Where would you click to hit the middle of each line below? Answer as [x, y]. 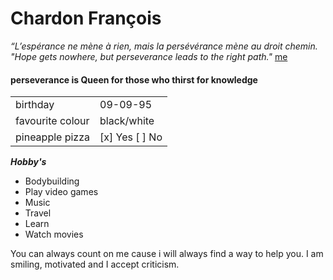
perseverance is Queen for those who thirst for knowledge [134, 79]
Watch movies [54, 234]
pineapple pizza [53, 137]
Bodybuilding [52, 181]
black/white [127, 121]
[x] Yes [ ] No [131, 137]
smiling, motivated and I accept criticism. [95, 264]
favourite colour [52, 121]
